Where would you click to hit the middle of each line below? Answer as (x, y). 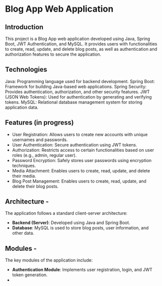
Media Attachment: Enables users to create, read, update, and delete (81, 171)
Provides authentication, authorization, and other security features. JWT (77, 92)
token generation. (30, 275)
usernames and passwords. (40, 140)
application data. (22, 107)
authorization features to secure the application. (53, 54)
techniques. (24, 165)
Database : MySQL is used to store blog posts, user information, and (80, 228)
